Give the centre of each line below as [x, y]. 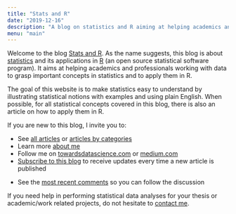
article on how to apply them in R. [56, 112]
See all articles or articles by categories [74, 139]
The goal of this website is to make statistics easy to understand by [105, 89]
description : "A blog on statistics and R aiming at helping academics [114, 27]
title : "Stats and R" [39, 14]
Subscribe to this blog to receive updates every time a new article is [116, 161]
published [32, 168]
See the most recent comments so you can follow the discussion [111, 182]
